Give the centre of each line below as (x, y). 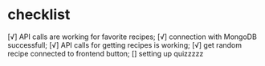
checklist (39, 15)
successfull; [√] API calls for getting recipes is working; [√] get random (125, 45)
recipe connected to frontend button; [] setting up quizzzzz (106, 53)
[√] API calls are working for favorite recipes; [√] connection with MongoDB (132, 37)
